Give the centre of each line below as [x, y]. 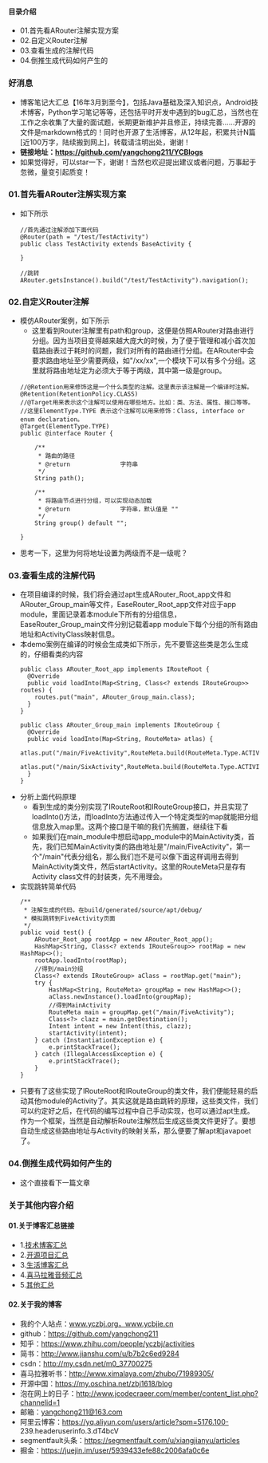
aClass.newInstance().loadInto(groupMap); [120, 997]
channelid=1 [39, 1402]
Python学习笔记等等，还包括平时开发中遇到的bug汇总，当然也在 [153, 112]
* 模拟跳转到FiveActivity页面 [69, 919]
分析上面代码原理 [48, 797]
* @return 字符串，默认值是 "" [108, 510]
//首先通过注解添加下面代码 [59, 230]
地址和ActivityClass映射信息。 [69, 634]
